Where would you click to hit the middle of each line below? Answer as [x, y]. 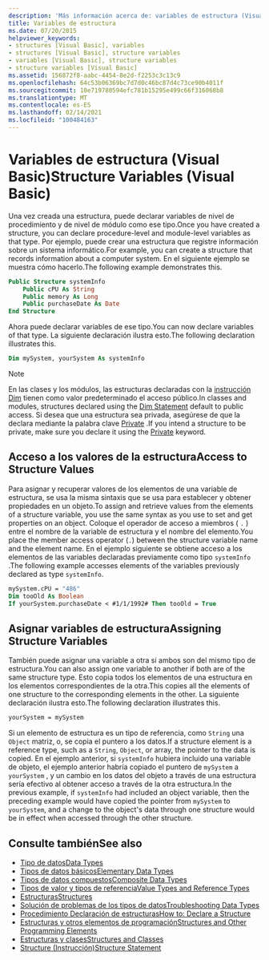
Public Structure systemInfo [57, 281]
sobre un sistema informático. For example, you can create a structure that [130, 250]
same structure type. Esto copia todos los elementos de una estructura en [130, 677]
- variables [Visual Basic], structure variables [93, 61]
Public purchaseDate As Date [71, 304]
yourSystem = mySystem [46, 718]
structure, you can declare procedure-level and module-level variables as [129, 232]
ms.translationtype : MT [48, 98]
